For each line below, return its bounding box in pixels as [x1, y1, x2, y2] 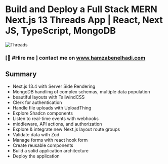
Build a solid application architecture [12, 147, 89, 153]
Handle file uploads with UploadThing [12, 104, 92, 111]
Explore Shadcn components [12, 110, 73, 116]
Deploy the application [12, 153, 60, 159]
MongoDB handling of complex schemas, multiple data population [12, 88, 150, 94]
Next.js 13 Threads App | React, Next [5, 14, 163, 26]
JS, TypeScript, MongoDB [5, 25, 116, 36]
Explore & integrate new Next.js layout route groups [12, 126, 120, 132]
